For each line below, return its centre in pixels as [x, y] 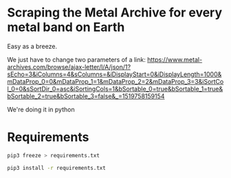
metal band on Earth [66, 27]
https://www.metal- [175, 59]
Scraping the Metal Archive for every [115, 13]
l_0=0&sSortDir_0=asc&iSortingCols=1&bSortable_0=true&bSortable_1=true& [115, 89]
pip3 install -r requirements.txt [57, 168]
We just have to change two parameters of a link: [76, 59]
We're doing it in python [41, 109]
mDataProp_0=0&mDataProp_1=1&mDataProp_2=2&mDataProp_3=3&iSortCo [115, 81]
